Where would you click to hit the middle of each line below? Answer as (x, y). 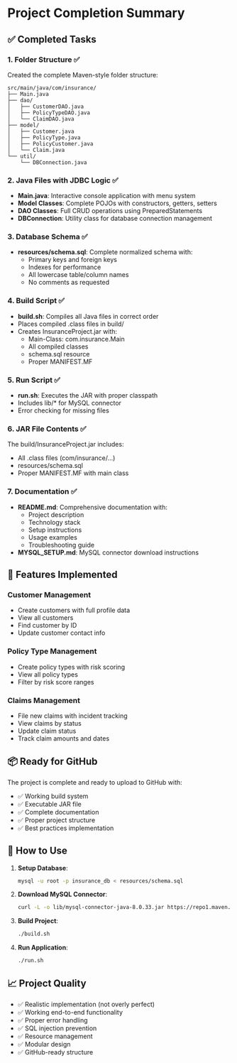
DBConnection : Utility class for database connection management (115, 219)
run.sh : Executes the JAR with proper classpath (88, 396)
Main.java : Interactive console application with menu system (107, 196)
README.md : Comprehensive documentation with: (93, 507)
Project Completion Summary (96, 13)
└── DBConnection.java (54, 162)
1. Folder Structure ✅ (44, 60)
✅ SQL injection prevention (57, 1028)
